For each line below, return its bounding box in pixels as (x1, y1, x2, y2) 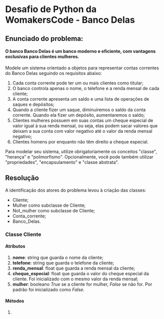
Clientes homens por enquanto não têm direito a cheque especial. (12, 138, 149, 144)
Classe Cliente (5, 230, 42, 237)
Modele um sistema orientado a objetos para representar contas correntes (5, 64, 159, 71)
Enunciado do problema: (5, 34, 84, 43)
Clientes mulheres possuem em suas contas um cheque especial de (12, 117, 153, 123)
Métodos (5, 298, 25, 304)
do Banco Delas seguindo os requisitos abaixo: (5, 70, 102, 76)
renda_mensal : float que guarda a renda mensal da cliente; (12, 265, 135, 271)
